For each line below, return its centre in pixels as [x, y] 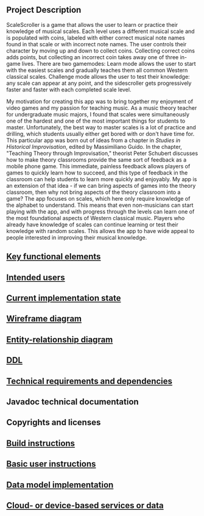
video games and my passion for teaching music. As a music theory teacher [102, 108]
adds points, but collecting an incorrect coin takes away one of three [93, 57]
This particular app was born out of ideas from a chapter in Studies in [93, 140]
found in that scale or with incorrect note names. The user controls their [97, 44]
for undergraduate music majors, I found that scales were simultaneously [98, 114]
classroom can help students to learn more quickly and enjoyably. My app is [102, 179]
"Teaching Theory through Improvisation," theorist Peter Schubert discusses [102, 153]
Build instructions [40, 443]
